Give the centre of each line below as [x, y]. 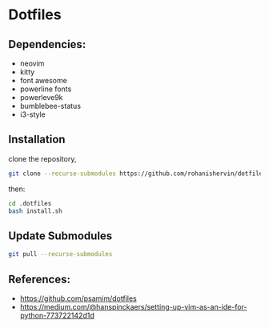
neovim [32, 63]
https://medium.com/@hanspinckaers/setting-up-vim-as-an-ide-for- [133, 306]
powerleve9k [41, 97]
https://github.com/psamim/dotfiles [78, 298]
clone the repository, [42, 158]
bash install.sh [35, 211]
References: [39, 279]
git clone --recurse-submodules [62, 174]
